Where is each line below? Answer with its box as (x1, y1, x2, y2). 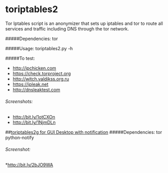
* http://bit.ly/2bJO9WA (5, 162, 53, 168)
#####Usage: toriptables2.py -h (5, 45, 73, 51)
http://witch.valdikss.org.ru (12, 76, 70, 82)
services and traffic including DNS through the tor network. (5, 25, 129, 31)
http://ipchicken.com (12, 65, 57, 71)
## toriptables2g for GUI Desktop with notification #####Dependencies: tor (5, 129, 162, 135)
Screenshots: (5, 98, 33, 105)
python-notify (5, 134, 35, 141)
